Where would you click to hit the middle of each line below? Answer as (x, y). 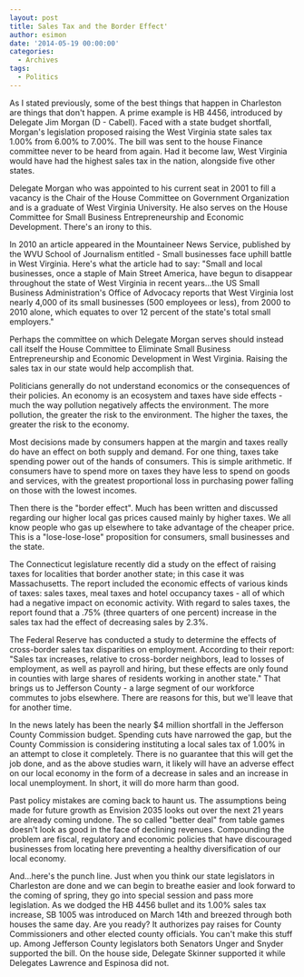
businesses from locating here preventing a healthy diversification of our (145, 848)
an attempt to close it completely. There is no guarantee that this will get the (151, 753)
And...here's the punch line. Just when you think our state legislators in (142, 876)
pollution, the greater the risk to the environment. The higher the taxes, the (149, 414)
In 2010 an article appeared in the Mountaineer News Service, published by (150, 244)
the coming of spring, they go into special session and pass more (132, 895)
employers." (32, 321)
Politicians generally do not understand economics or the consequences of (150, 385)
